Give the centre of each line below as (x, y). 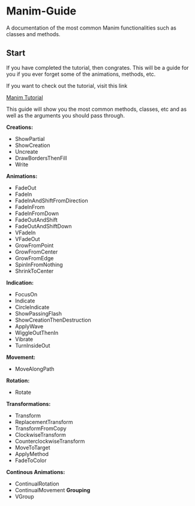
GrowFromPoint (34, 245)
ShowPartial (30, 139)
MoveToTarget (32, 448)
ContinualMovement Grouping (52, 490)
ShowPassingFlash (38, 313)
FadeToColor (31, 460)
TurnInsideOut (32, 345)
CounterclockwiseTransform (50, 441)
